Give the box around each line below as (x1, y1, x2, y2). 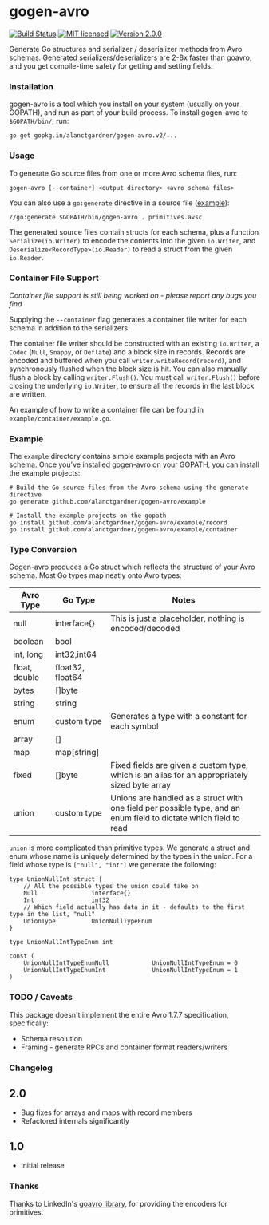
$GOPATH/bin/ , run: (9, 117, 69, 126)
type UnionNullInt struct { (9, 875, 103, 883)
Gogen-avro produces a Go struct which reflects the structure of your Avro (9, 562, 255, 572)
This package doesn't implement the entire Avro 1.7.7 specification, (9, 1010, 229, 1019)
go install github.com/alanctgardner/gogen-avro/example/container (9, 526, 239, 534)
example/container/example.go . (9, 413, 112, 423)
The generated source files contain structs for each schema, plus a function (9, 227, 259, 237)
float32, (55, 662, 85, 673)
